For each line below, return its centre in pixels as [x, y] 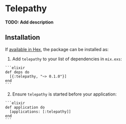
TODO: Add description [29, 22]
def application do [25, 107]
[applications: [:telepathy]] [40, 112]
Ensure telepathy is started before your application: [64, 94]
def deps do [17, 72]
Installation [23, 37]
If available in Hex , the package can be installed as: [57, 49]
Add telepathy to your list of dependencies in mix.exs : [67, 59]
